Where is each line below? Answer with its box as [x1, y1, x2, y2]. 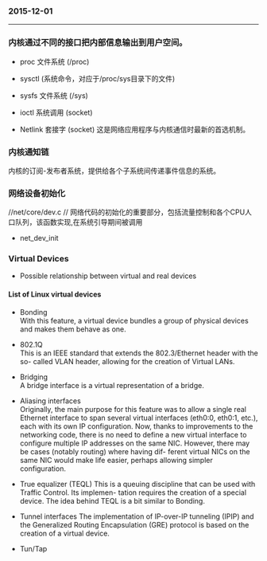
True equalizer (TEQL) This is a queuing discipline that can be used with [19, 479, 256, 488]
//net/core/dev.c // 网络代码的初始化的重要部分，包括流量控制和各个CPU [8, 207, 246, 217]
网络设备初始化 [8, 187, 66, 198]
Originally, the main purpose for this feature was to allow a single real [19, 404, 246, 414]
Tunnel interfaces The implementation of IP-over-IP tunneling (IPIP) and [19, 512, 254, 521]
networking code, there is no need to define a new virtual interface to [19, 430, 247, 439]
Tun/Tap [19, 543, 48, 553]
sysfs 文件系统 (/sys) [19, 90, 89, 100]
